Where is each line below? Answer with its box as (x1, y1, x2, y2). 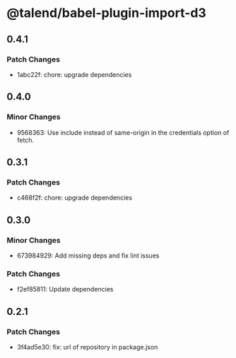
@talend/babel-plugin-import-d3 (6, 5, 206, 21)
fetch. (16, 136, 35, 144)
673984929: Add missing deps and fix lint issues (16, 251, 160, 260)
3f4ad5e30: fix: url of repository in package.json (16, 342, 158, 351)
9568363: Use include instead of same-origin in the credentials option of (16, 128, 230, 137)
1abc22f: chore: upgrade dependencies (16, 70, 132, 79)
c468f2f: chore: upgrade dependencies (16, 193, 132, 202)
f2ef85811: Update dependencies (16, 285, 114, 294)
